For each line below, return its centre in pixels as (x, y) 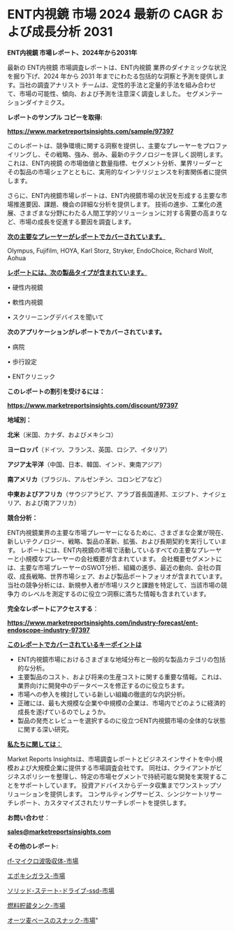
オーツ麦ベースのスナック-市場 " (53, 920)
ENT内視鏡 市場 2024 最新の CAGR (108, 14)
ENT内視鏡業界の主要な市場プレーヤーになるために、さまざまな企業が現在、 (117, 532)
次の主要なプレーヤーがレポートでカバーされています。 (87, 236)
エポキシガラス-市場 (36, 876)
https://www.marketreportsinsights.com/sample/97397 (90, 131)
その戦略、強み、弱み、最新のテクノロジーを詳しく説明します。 (135, 154)
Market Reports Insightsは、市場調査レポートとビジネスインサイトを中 (109, 759)
